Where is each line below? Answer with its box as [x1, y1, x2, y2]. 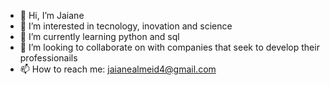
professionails [19, 52, 78, 64]
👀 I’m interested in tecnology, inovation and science [19, 20, 233, 32]
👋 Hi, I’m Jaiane [19, 10, 85, 21]
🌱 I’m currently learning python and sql [19, 31, 180, 42]
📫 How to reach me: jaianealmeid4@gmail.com [19, 63, 217, 75]
